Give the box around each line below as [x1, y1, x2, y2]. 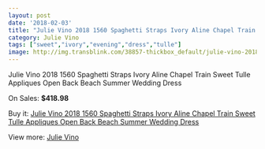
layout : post [8, 11, 51, 20]
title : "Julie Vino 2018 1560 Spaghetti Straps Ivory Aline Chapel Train [8, 26, 256, 34]
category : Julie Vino [8, 33, 80, 42]
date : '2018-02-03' [8, 19, 73, 27]
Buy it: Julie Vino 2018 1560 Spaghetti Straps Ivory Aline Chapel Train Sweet [8, 109, 256, 118]
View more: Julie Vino [8, 132, 80, 142]
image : [8, 48, 30, 56]
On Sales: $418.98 [8, 94, 69, 102]
